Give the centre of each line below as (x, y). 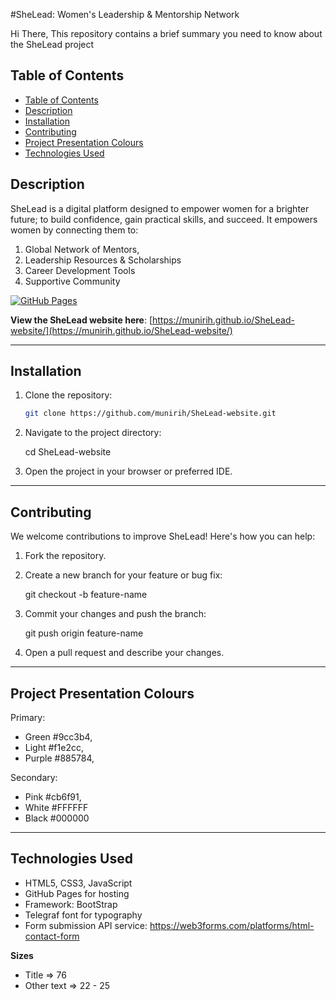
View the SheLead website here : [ (81, 320)
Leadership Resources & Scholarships (103, 260)
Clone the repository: (68, 395)
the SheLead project (52, 44)
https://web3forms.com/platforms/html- (232, 925)
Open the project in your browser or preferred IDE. (128, 471)
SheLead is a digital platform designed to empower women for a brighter (160, 208)
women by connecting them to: (74, 230)
